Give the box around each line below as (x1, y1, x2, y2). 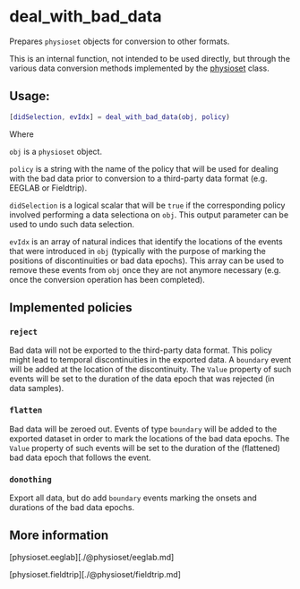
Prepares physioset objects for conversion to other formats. (9, 36, 230, 47)
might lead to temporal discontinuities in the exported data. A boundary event (9, 354, 292, 365)
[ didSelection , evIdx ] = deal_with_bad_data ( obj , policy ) (9, 112, 230, 122)
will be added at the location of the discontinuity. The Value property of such (9, 364, 292, 375)
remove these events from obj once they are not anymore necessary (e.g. (9, 264, 282, 275)
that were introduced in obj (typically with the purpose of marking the (9, 245, 266, 256)
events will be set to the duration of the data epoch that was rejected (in (9, 373, 275, 384)
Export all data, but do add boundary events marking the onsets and (9, 492, 257, 503)
